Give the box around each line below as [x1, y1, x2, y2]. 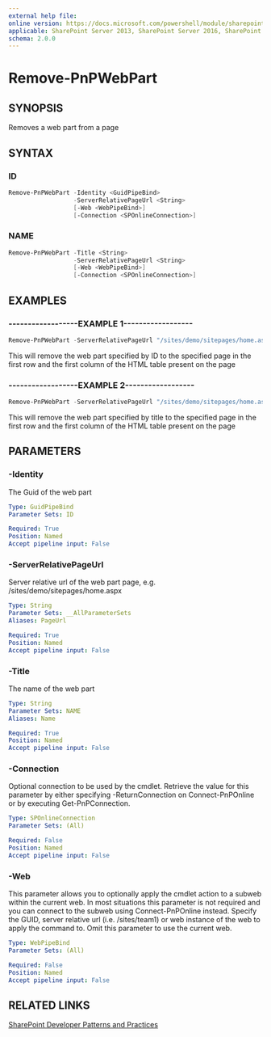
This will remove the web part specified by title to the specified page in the [8, 412, 256, 422]
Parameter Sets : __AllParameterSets [8, 609, 131, 618]
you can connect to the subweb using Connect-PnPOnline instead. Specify [8, 906, 257, 916]
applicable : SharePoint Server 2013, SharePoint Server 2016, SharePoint [8, 27, 262, 35]
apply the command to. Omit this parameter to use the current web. [8, 923, 232, 934]
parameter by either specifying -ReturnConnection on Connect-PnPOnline [8, 790, 255, 800]
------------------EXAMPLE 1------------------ [8, 318, 194, 329]
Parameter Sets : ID [8, 510, 74, 518]
